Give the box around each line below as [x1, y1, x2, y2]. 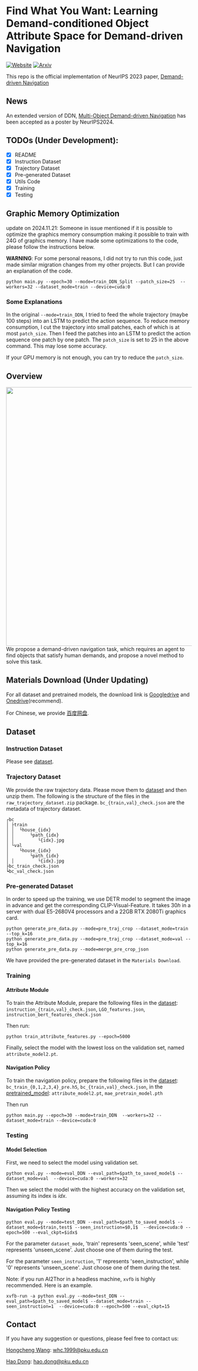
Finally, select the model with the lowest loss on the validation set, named [6, 1044, 184, 1051]
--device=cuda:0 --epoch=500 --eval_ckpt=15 [58, 1303, 170, 1309]
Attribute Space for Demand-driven [6, 30, 183, 43]
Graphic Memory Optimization [6, 209, 120, 219]
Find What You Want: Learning [6, 4, 159, 18]
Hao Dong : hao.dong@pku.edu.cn [6, 1358, 89, 1365]
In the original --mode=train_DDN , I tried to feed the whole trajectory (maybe [6, 311, 189, 318]
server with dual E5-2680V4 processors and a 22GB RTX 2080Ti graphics [6, 908, 187, 915]
